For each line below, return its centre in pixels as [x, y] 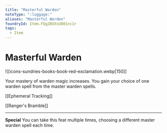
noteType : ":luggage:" [29, 14]
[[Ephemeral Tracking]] [29, 96]
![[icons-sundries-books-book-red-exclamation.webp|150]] [66, 71]
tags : [11, 28]
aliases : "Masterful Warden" [35, 19]
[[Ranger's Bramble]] [27, 106]
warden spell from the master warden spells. [51, 86]
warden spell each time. [30, 125]
